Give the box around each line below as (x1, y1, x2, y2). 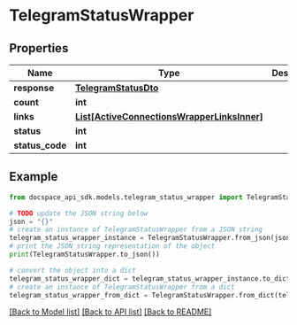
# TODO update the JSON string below (9, 209, 148, 218)
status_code (13, 139, 67, 151)
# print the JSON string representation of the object (9, 242, 216, 251)
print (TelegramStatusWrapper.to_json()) (9, 250, 161, 259)
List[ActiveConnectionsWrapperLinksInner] (74, 111, 263, 122)
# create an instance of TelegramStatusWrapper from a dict (9, 282, 236, 291)
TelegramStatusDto (74, 81, 159, 94)
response (13, 81, 55, 94)
